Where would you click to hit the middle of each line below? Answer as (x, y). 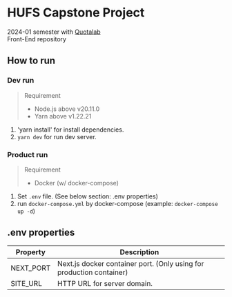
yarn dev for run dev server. (57, 136)
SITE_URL (27, 283)
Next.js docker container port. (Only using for (131, 263)
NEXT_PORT (31, 268)
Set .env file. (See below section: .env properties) (88, 196)
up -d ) (26, 211)
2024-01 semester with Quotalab (54, 32)
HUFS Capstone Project (76, 13)
